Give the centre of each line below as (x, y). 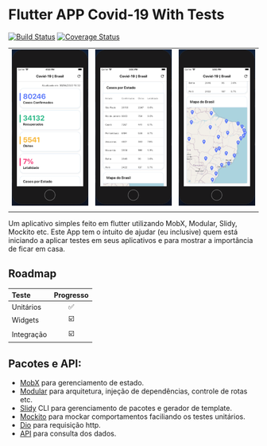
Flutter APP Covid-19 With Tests (116, 15)
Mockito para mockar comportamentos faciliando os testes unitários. (132, 417)
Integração (29, 334)
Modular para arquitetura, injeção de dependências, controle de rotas (133, 391)
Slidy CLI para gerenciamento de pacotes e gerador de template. (126, 408)
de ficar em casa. (37, 248)
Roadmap (33, 274)
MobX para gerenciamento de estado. (82, 382)
